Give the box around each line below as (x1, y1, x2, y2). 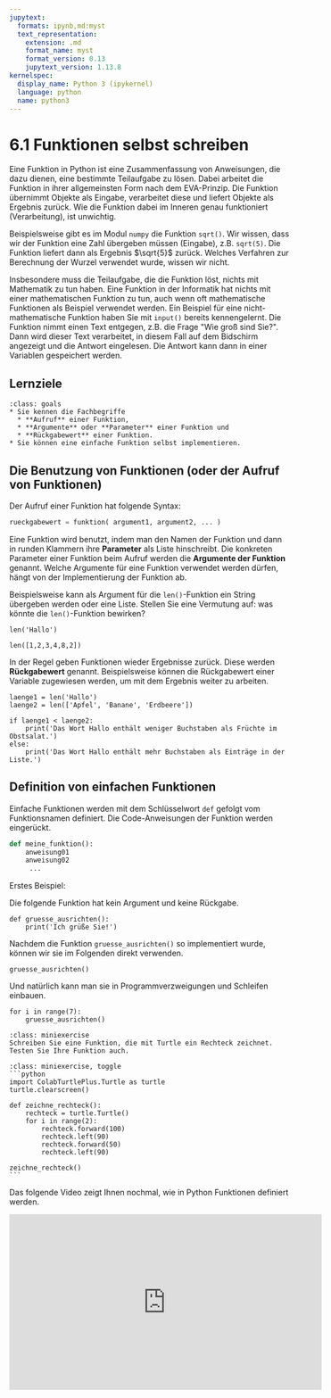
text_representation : (17, 29, 98, 38)
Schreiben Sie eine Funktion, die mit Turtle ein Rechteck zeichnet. (9, 1038, 274, 1048)
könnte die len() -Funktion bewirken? (9, 608, 145, 618)
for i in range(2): (25, 1117, 98, 1126)
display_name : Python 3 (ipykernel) (17, 79, 153, 88)
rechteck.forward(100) (41, 1125, 126, 1134)
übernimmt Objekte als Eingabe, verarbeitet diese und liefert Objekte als (9, 193, 274, 203)
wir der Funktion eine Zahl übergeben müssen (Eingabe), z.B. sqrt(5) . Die (9, 238, 281, 249)
